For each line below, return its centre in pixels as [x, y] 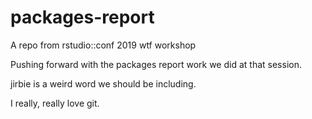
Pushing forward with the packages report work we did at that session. [156, 64]
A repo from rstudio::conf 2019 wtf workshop [103, 45]
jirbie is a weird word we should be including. [103, 83]
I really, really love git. [55, 103]
